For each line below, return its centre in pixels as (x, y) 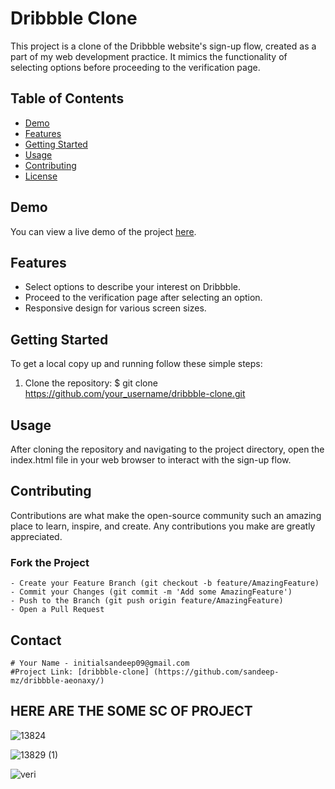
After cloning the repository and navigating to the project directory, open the (167, 449)
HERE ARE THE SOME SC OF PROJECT (131, 711)
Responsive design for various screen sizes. (115, 308)
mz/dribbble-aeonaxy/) (57, 680)
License (41, 176)
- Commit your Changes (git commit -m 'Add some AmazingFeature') (151, 592)
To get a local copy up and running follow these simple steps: (136, 364)
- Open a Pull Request (57, 610)
